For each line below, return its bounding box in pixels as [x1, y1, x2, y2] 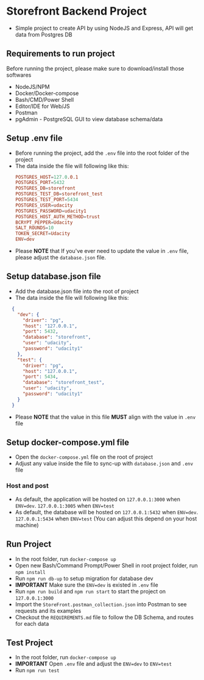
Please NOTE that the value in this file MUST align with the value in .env [15, 413, 196, 420]
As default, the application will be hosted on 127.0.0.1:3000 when [15, 495, 181, 503]
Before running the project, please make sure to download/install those [6, 65, 185, 72]
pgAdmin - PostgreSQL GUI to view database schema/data [15, 115, 163, 122]
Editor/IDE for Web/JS [15, 102, 70, 110]
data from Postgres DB [15, 30, 72, 38]
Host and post [6, 481, 49, 490]
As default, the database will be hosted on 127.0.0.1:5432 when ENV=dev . [15, 508, 199, 515]
